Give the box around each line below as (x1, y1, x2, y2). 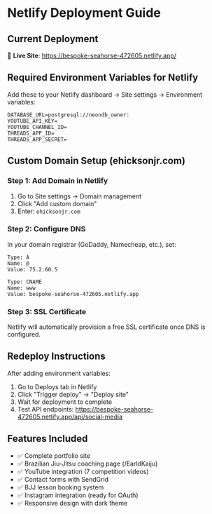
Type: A (7, 254, 30, 261)
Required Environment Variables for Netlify (7, 72, 199, 83)
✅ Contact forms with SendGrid (17, 475, 109, 483)
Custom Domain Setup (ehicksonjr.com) (7, 155, 185, 167)
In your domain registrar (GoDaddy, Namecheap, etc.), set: (7, 240, 176, 248)
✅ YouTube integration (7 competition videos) (17, 467, 149, 475)
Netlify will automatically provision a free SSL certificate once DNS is (7, 323, 206, 331)
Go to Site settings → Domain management (17, 191, 142, 201)
